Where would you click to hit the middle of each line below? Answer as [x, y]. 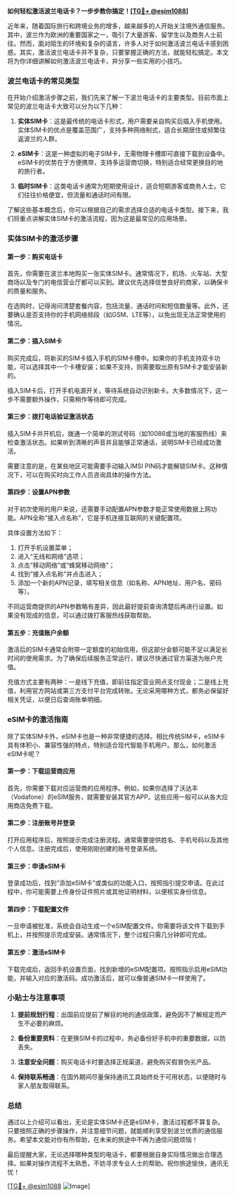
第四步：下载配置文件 [38, 909]
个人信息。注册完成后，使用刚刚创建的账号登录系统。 [84, 848]
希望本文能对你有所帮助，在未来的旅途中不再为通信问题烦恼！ [109, 1139]
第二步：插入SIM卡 [35, 341]
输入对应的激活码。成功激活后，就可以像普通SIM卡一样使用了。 [117, 978]
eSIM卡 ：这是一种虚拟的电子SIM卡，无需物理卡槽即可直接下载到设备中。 [123, 154]
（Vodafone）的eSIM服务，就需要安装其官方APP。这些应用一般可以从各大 [115, 797]
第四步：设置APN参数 [39, 492]
